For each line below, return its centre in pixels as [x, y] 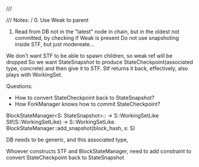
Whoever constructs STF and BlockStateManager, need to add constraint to [99, 151]
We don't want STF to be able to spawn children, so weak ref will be [89, 56]
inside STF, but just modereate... [54, 44]
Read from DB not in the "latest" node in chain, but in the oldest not [97, 31]
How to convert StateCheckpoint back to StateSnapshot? [84, 98]
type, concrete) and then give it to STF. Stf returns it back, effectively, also [97, 68]
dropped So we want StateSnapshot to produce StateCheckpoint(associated [99, 62]
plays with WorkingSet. [34, 75]
